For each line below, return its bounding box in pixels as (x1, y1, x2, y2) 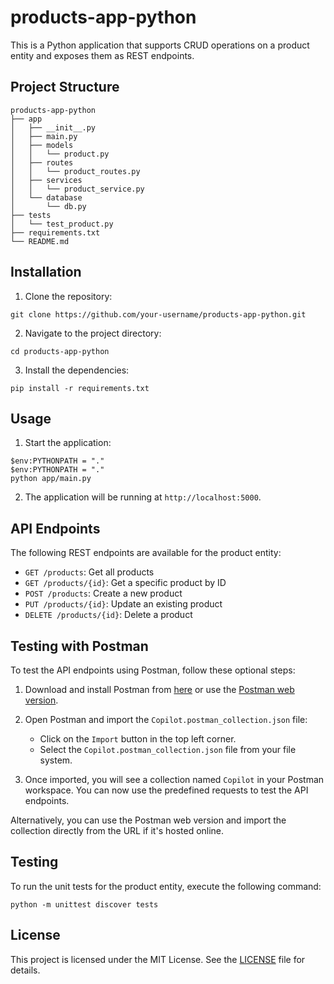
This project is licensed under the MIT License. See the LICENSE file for (10, 953, 306, 965)
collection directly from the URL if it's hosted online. (10, 825, 225, 836)
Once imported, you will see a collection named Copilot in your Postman (24, 774, 325, 785)
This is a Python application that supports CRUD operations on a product (10, 39, 310, 51)
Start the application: (24, 437, 112, 449)
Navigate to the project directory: (24, 327, 162, 339)
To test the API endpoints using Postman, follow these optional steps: (10, 664, 296, 676)
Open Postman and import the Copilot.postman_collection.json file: (24, 714, 308, 725)
